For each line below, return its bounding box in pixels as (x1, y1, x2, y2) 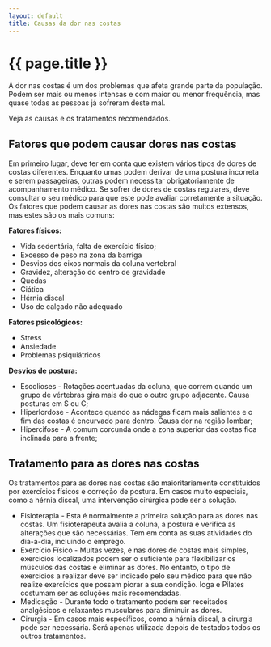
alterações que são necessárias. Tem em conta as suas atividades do (19, 528, 252, 538)
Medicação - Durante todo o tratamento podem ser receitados (19, 597, 228, 607)
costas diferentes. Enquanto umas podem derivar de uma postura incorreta (8, 167, 259, 177)
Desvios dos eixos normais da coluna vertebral (19, 259, 176, 269)
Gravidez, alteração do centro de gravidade (19, 268, 166, 277)
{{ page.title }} (8, 54, 108, 73)
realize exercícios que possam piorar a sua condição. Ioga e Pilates (19, 580, 245, 590)
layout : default (8, 11, 63, 20)
